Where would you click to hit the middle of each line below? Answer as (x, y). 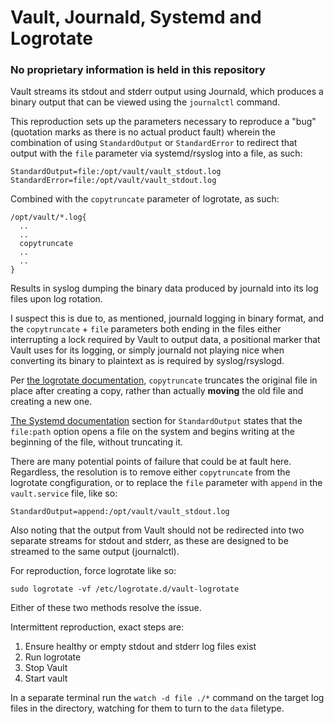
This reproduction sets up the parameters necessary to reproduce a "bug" (163, 122)
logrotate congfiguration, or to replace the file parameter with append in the (166, 483)
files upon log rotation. (56, 299)
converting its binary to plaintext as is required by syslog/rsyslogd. (147, 361)
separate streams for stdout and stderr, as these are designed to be (149, 541)
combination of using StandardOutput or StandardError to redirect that (154, 143)
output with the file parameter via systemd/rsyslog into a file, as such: (156, 153)
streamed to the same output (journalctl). (95, 552)
